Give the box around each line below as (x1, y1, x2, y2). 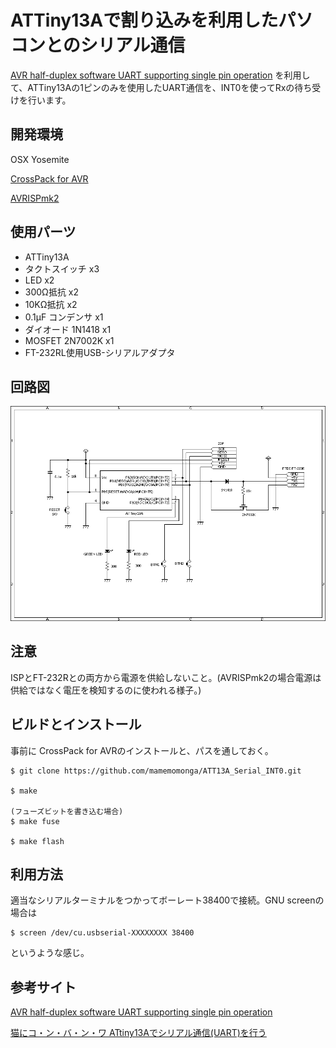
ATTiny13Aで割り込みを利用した (10, 9, 279, 32)
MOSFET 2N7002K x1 (24, 334, 115, 346)
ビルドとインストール (10, 716, 142, 733)
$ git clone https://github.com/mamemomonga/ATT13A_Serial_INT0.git (10, 766, 302, 776)
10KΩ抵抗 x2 (24, 298, 78, 310)
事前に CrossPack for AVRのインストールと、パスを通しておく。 (10, 744, 274, 756)
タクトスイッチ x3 (24, 262, 100, 275)
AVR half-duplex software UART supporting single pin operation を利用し (10, 69, 311, 81)
